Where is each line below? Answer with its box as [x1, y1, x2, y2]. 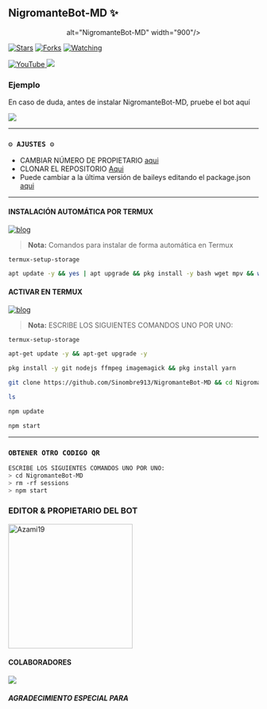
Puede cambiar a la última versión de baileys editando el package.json [19, 173, 251, 182]
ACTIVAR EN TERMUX [8, 287, 83, 296]
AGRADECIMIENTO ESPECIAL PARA [8, 693, 129, 703]
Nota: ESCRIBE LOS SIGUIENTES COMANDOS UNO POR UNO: [27, 320, 234, 330]
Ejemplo [8, 79, 41, 90]
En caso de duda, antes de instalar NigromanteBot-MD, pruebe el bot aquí [8, 97, 250, 107]
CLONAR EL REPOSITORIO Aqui [19, 164, 125, 174]
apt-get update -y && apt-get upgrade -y [8, 350, 148, 358]
